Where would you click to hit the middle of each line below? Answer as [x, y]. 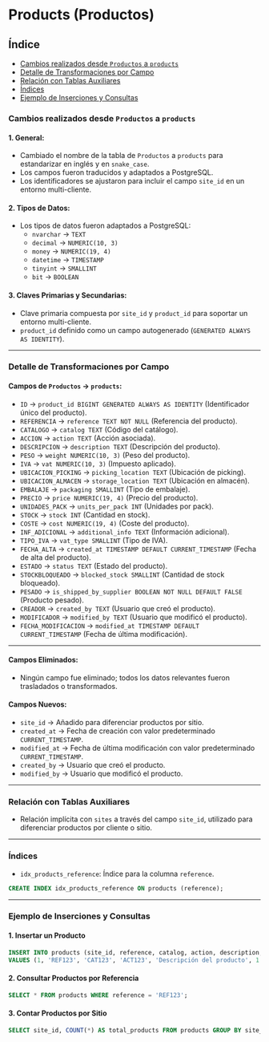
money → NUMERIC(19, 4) [71, 251]
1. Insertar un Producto [47, 935]
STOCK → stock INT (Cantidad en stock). [85, 514]
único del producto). [53, 412]
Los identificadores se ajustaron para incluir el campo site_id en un [132, 181]
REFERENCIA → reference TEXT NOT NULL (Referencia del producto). [128, 421]
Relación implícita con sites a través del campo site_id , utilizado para [137, 819]
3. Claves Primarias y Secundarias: [68, 295]
